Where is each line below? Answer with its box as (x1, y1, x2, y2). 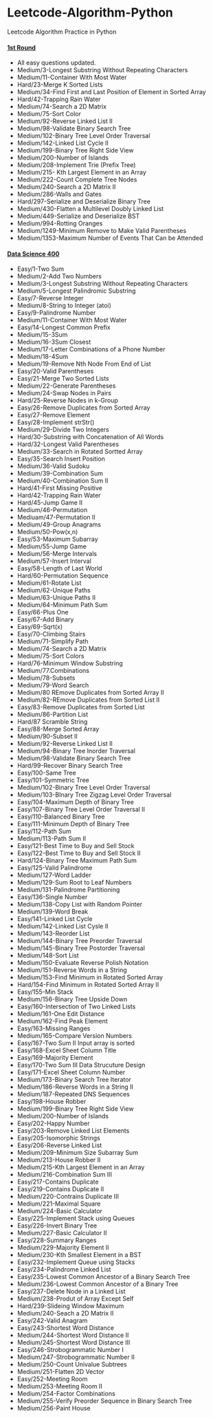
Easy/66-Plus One (16, 608, 69, 617)
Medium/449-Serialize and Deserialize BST (16, 212, 140, 221)
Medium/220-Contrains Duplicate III (16, 1193, 119, 1201)
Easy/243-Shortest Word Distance (16, 1324, 115, 1332)
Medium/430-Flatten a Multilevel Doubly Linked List (16, 205, 164, 213)
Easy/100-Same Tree (16, 768, 77, 777)
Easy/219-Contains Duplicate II (16, 1185, 104, 1193)
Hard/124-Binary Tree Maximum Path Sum (16, 856, 137, 865)
